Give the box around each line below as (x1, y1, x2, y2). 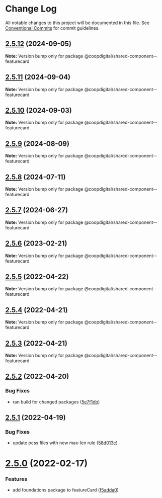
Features (5, 475, 28, 482)
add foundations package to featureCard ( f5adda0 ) (12, 486, 119, 493)
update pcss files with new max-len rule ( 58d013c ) (12, 440, 118, 446)
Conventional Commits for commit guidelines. (5, 25, 100, 31)
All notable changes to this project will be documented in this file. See (5, 20, 150, 26)
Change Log (5, 3, 57, 15)
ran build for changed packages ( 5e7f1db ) (12, 398, 100, 405)
